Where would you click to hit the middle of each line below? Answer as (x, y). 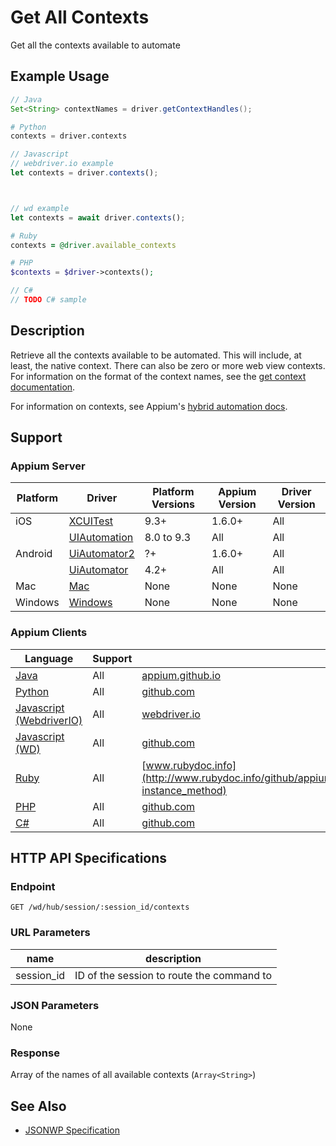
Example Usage (60, 76)
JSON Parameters (55, 1005)
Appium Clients (49, 633)
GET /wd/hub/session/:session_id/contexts (100, 907)
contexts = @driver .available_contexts (93, 245)
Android (34, 554)
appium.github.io (181, 675)
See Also (38, 1106)
